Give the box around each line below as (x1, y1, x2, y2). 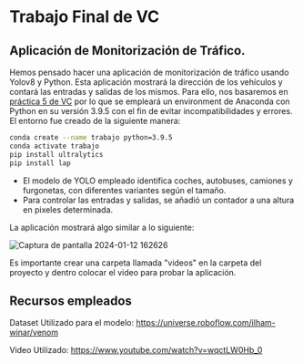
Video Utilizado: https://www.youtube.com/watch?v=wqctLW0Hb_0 (9, 345, 263, 356)
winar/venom (9, 327, 59, 338)
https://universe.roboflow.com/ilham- (136, 317, 276, 328)
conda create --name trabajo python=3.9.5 (9, 133, 173, 142)
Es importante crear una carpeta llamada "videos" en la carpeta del (9, 257, 262, 268)
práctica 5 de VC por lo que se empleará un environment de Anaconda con (9, 96, 290, 107)
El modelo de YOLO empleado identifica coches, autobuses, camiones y (22, 175, 294, 186)
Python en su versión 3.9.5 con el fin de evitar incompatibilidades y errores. (9, 106, 293, 116)
